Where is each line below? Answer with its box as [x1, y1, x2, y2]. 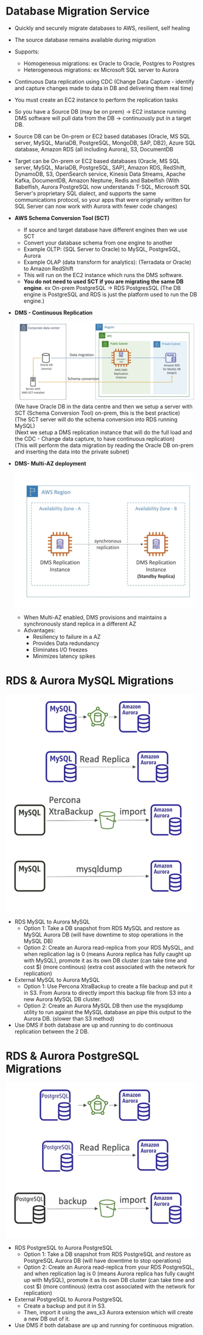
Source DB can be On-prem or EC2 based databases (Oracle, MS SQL [14, 133, 191, 140]
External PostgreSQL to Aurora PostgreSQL [14, 1295, 123, 1303]
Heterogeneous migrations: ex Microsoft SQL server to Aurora [23, 66, 179, 74]
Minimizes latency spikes [32, 652, 95, 660]
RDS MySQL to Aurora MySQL [14, 918, 91, 925]
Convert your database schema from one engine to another [23, 239, 173, 246]
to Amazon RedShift [23, 264, 74, 272]
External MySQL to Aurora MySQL [14, 976, 100, 983]
